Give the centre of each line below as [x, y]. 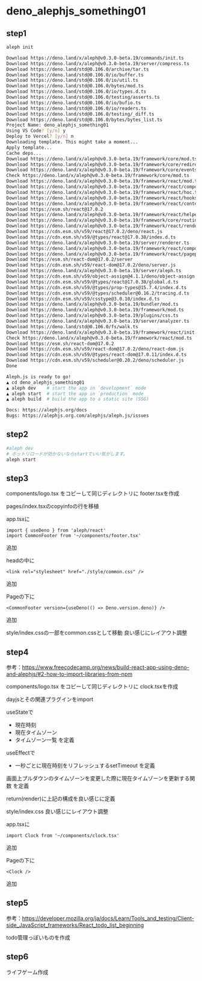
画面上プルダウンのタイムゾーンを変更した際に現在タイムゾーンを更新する [98, 779]
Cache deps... [24, 153]
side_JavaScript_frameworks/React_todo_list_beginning [75, 925]
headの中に [20, 561]
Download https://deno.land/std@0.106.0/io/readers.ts [76, 108]
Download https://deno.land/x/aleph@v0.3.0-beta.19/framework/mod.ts [95, 310]
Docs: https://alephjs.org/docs [47, 410]
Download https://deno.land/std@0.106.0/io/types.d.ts [76, 92]
